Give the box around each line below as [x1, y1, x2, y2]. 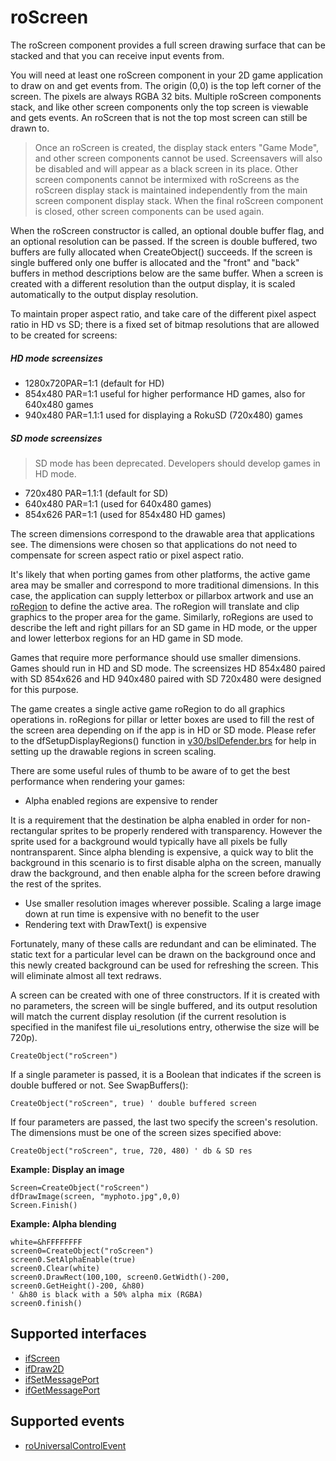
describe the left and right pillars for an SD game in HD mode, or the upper [10, 621, 318, 633]
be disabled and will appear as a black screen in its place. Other [34, 162, 299, 175]
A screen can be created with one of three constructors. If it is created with [10, 989, 320, 1001]
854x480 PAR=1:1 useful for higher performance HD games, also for [24, 387, 306, 400]
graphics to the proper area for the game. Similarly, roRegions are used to [10, 611, 314, 623]
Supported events [10, 1413, 125, 1430]
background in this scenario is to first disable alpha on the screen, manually [10, 856, 322, 868]
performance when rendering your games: [10, 775, 186, 787]
